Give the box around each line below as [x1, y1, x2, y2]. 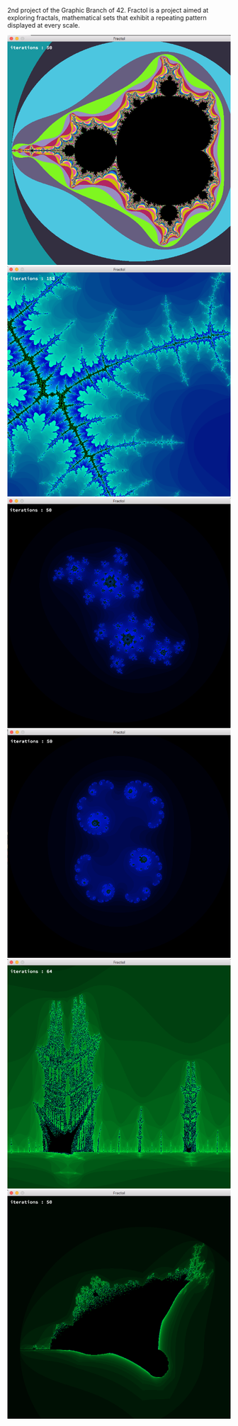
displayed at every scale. [7, 21, 80, 29]
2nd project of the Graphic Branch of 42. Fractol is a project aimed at [7, 6, 209, 14]
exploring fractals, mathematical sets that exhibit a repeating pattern [7, 13, 207, 22]
